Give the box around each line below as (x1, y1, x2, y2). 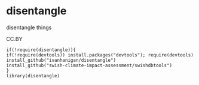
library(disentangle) (6, 73, 60, 78)
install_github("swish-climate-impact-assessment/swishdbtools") (6, 62, 172, 68)
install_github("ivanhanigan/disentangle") (6, 57, 117, 63)
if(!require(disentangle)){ (6, 46, 76, 53)
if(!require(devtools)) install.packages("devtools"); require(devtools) (6, 52, 194, 58)
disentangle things (6, 24, 52, 31)
